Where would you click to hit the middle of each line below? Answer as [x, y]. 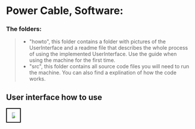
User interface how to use [54, 97]
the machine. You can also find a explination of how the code [103, 73]
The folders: [24, 29]
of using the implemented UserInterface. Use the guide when [103, 54]
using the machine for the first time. [72, 60]
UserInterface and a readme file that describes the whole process [109, 48]
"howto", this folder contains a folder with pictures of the [97, 41]
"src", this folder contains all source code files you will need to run [109, 67]
